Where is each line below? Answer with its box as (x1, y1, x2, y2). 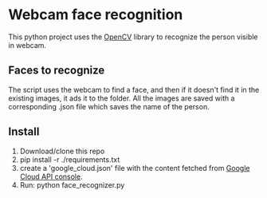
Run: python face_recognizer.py (19, 180, 125, 189)
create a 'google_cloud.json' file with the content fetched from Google (19, 163, 250, 172)
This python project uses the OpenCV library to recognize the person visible (8, 32, 258, 42)
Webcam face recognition (8, 6, 183, 24)
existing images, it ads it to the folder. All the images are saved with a (8, 93, 235, 103)
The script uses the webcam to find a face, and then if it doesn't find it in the (8, 85, 260, 94)
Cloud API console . (19, 172, 83, 181)
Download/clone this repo (19, 146, 105, 156)
